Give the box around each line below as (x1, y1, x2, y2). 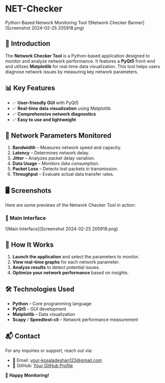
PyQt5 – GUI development (12, 306, 66, 312)
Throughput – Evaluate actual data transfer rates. (12, 171, 115, 177)
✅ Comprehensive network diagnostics (12, 111, 96, 117)
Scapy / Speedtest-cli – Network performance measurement (12, 316, 139, 323)
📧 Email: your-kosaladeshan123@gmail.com (12, 357, 102, 363)
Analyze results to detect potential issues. (12, 264, 100, 270)
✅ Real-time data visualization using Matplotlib (12, 105, 111, 111)
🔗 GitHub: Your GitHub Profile (12, 362, 73, 368)
